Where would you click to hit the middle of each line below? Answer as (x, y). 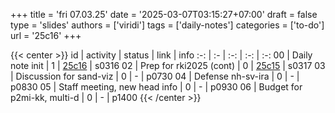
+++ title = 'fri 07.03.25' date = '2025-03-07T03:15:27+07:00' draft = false (164, 14)
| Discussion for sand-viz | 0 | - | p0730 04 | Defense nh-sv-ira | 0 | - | (155, 76)
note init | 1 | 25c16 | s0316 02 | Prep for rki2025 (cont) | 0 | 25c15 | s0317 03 (168, 65)
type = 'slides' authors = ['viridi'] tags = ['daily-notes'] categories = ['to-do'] (167, 25)
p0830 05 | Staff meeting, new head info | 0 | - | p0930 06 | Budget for (156, 87)
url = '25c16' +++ (46, 35)
